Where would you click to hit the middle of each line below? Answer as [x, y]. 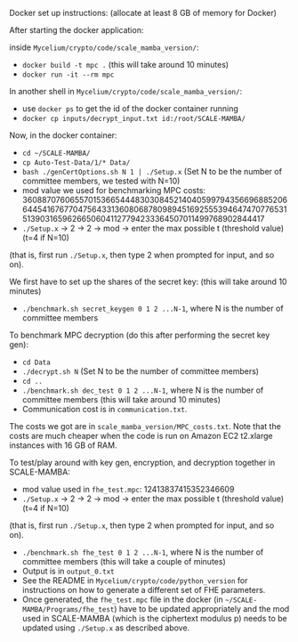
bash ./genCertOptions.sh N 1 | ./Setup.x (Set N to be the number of [152, 171]
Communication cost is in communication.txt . [105, 409]
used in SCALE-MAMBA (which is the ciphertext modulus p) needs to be [154, 618]
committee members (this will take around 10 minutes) [121, 399]
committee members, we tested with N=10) [101, 181]
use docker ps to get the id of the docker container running [130, 109]
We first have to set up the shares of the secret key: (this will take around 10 [148, 281]
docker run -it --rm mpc [68, 75]
